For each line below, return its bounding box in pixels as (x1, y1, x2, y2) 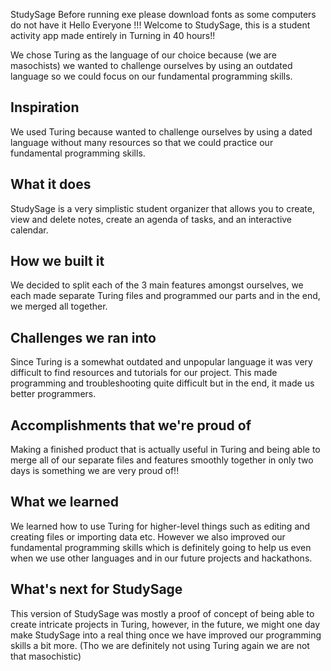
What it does (10, 176, 92, 193)
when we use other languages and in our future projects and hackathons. (10, 552, 313, 564)
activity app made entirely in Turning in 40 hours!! (10, 30, 216, 41)
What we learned (10, 494, 119, 511)
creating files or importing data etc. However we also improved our (10, 530, 286, 543)
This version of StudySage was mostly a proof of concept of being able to (10, 607, 315, 619)
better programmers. (10, 388, 97, 400)
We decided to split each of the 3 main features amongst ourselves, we (10, 279, 304, 291)
